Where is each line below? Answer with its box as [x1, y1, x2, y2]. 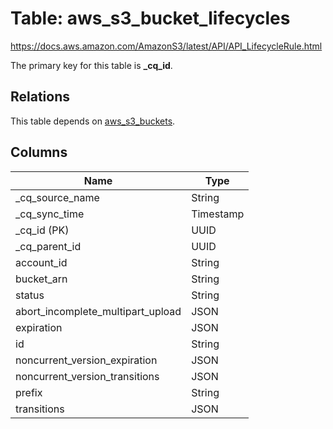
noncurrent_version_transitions [15, 369, 160, 383]
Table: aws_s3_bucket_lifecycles [10, 7, 291, 30]
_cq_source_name [15, 190, 100, 204]
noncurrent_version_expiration [15, 353, 158, 367]
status [15, 288, 45, 302]
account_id [15, 255, 68, 269]
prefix [15, 385, 43, 399]
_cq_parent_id [15, 239, 82, 253]
